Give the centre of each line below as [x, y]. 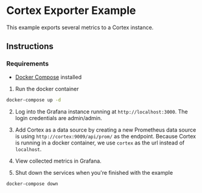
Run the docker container [47, 89]
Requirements [28, 64]
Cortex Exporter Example [71, 11]
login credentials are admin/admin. [58, 118]
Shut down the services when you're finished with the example [94, 172]
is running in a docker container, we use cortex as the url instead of [100, 143]
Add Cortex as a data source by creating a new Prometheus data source [106, 130]
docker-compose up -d [34, 100]
